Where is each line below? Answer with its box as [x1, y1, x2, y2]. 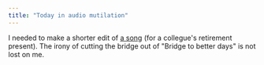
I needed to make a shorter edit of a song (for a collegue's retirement [8, 33, 232, 42]
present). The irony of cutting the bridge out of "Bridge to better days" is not [8, 41, 256, 51]
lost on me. [8, 49, 45, 59]
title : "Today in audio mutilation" [8, 11, 128, 20]
